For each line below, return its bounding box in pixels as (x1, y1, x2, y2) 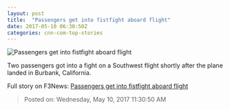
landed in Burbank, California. (7, 69, 92, 77)
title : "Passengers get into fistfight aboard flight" (7, 16, 171, 23)
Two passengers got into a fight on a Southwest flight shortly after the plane (7, 61, 224, 69)
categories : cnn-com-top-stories (7, 29, 103, 36)
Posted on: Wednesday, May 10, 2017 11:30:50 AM (23, 96, 167, 104)
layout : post (7, 10, 45, 17)
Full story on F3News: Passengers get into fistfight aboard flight (7, 82, 189, 90)
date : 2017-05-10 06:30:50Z (7, 23, 88, 30)
